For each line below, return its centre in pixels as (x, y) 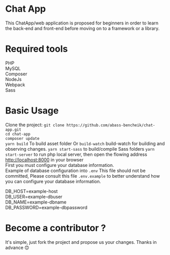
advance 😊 (17, 247)
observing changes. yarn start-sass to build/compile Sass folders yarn (80, 149)
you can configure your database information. (53, 181)
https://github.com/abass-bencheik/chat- (111, 125)
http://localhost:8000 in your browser (44, 160)
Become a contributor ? (56, 228)
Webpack (15, 84)
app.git (13, 130)
